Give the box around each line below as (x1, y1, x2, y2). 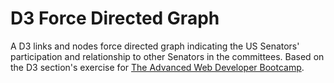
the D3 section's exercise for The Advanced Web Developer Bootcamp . (10, 61, 305, 73)
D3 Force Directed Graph (10, 7, 220, 30)
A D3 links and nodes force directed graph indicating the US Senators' (10, 40, 300, 52)
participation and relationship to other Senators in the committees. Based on (10, 50, 325, 62)
